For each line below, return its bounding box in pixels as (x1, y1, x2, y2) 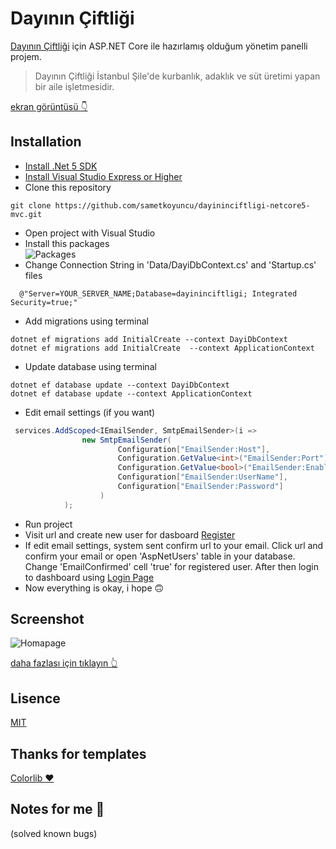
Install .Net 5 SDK (24, 160, 98, 172)
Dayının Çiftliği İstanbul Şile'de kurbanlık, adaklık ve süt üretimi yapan (34, 70, 321, 82)
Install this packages (24, 237, 110, 249)
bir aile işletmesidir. (34, 80, 115, 92)
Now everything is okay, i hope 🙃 (24, 582, 165, 594)
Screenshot (10, 611, 85, 628)
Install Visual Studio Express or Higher (24, 170, 183, 182)
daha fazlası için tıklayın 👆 (10, 657, 118, 669)
